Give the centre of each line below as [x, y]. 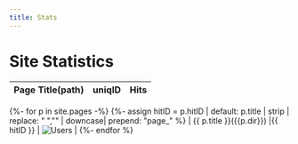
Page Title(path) [49, 90]
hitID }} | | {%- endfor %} [71, 130]
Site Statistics [61, 61]
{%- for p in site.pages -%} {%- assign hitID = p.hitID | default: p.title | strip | [149, 111]
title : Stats [33, 17]
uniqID [107, 90]
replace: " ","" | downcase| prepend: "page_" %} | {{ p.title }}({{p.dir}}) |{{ [144, 120]
